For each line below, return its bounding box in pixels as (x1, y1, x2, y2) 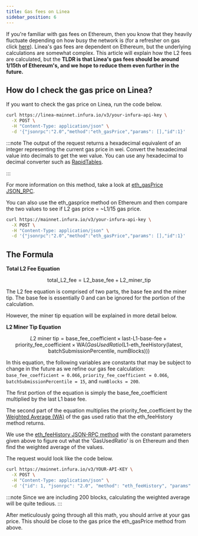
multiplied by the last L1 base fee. (6, 395, 87, 402)
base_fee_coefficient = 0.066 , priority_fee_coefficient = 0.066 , (6, 372, 169, 379)
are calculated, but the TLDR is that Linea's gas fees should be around (6, 56, 180, 63)
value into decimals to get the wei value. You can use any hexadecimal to (6, 152, 184, 159)
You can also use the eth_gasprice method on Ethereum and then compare (6, 199, 187, 206)
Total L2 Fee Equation (6, 265, 60, 272)
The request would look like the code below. (6, 455, 114, 462)
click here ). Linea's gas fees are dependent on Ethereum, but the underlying (6, 43, 192, 50)
